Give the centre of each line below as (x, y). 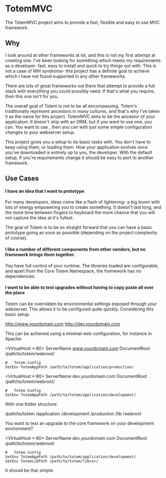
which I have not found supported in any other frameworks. (66, 76)
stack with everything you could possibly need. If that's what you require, (80, 91)
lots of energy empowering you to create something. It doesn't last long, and (83, 207)
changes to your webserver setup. (40, 132)
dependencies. (20, 276)
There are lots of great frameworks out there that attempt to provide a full (80, 86)
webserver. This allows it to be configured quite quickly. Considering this (79, 309)
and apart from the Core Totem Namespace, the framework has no (73, 271)
